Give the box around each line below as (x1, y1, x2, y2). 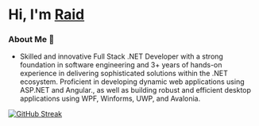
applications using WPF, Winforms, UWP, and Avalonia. (19, 94, 201, 104)
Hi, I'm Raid (8, 6, 85, 24)
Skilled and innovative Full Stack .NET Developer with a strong (19, 52, 224, 61)
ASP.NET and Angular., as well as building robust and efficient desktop (19, 86, 252, 95)
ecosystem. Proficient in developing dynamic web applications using (19, 77, 245, 86)
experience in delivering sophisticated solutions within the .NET (19, 69, 229, 78)
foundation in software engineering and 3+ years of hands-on (19, 60, 222, 70)
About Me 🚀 (8, 34, 55, 45)
